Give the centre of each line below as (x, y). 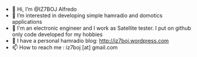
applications (27, 22)
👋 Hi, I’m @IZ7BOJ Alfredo (44, 9)
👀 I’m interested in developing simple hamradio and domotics (87, 15)
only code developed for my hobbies (57, 34)
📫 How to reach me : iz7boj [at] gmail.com (65, 47)
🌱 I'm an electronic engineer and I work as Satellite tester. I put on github (101, 28)
